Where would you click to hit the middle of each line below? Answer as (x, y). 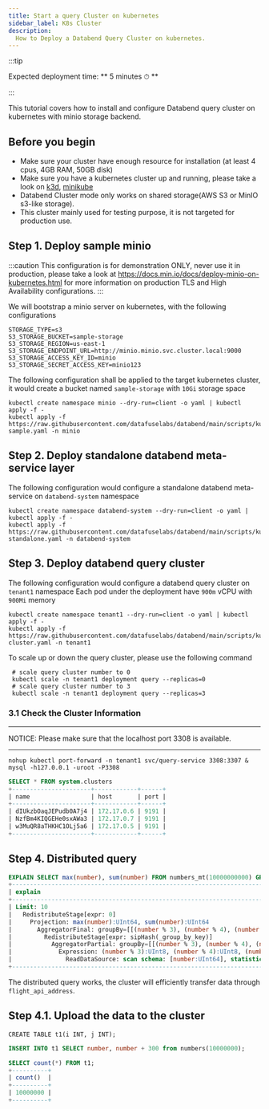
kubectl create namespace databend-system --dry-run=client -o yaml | (128, 510)
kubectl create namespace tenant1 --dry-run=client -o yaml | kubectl (128, 615)
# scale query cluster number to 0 (71, 672)
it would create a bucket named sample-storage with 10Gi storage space (127, 388)
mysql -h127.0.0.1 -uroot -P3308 (64, 767)
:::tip (16, 61)
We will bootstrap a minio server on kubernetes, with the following (117, 307)
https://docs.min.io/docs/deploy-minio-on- (189, 274)
